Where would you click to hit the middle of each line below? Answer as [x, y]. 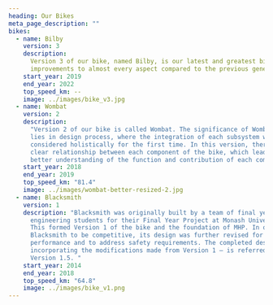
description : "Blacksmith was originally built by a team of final [139, 212]
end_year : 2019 [49, 175]
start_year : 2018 [52, 168]
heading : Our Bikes [41, 16]
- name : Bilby [39, 39]
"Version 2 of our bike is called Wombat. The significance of [139, 129]
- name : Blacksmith [49, 197]
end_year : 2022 [49, 84]
